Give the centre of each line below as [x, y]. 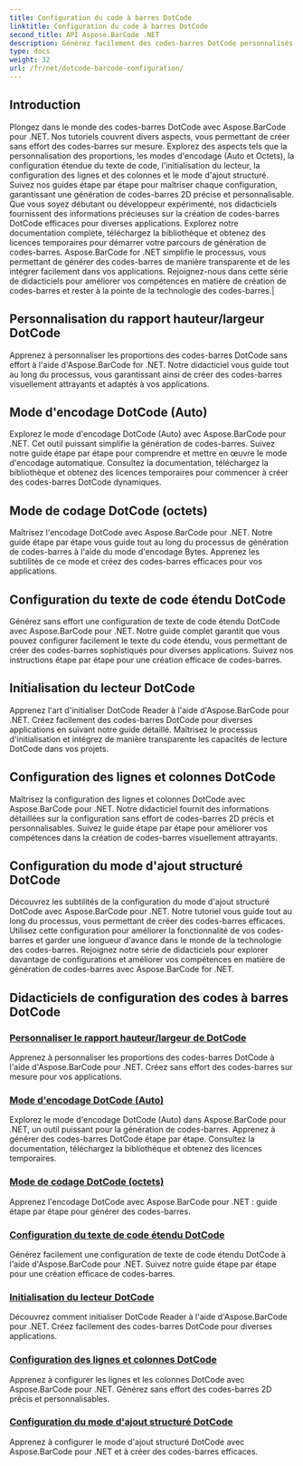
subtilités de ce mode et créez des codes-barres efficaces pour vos [136, 562]
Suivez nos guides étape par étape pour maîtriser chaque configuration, [143, 184]
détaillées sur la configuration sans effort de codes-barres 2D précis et [142, 818]
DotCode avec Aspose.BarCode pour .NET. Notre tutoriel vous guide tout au [151, 911]
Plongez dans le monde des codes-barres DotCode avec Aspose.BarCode [148, 127]
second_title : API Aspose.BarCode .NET [85, 34]
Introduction [45, 105]
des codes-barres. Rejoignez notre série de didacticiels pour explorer [139, 950]
